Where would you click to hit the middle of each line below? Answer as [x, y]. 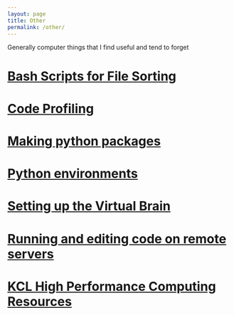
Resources [40, 301]
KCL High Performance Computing [112, 286]
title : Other [27, 21]
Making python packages [84, 141]
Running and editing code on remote [117, 239]
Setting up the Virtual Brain [89, 206]
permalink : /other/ [36, 27]
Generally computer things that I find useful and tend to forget [98, 48]
